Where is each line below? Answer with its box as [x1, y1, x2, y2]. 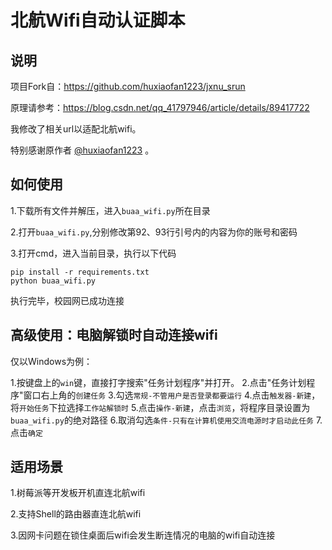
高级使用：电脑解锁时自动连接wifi [10, 327, 218, 344]
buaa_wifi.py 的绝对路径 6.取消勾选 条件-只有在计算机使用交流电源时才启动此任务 [10, 414, 314, 426]
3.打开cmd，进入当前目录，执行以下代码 [10, 247, 177, 259]
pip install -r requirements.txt [10, 267, 150, 277]
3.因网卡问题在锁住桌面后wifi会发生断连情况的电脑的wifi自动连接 [10, 529, 276, 541]
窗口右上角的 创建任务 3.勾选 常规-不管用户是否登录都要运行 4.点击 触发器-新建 [23, 389, 312, 401]
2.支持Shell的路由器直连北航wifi [10, 508, 142, 520]
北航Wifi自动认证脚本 [10, 9, 186, 32]
